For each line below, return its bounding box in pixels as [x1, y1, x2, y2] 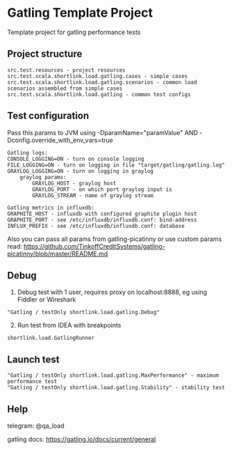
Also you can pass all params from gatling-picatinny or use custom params [7, 235, 222, 243]
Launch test [7, 353, 60, 365]
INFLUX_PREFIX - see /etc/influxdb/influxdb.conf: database [7, 222, 185, 229]
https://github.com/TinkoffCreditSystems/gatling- [23, 242, 165, 250]
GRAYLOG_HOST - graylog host [32, 180, 117, 187]
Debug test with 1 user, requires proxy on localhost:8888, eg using [17, 288, 207, 297]
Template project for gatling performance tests [7, 28, 141, 36]
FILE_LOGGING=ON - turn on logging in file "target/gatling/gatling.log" [7, 162, 226, 169]
